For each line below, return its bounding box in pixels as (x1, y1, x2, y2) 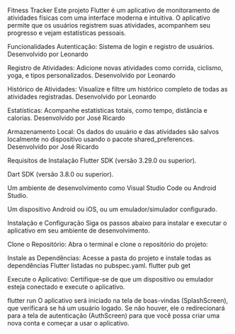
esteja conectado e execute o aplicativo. (7, 283, 125, 291)
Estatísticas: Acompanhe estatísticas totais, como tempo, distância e (7, 106, 207, 114)
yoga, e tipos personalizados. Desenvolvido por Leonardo (7, 71, 176, 79)
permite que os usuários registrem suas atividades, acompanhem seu (7, 21, 211, 29)
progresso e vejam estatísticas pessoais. (7, 28, 126, 37)
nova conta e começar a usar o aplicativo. (7, 319, 130, 327)
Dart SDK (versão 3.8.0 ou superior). (7, 170, 114, 178)
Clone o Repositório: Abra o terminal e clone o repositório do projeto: (7, 240, 209, 248)
